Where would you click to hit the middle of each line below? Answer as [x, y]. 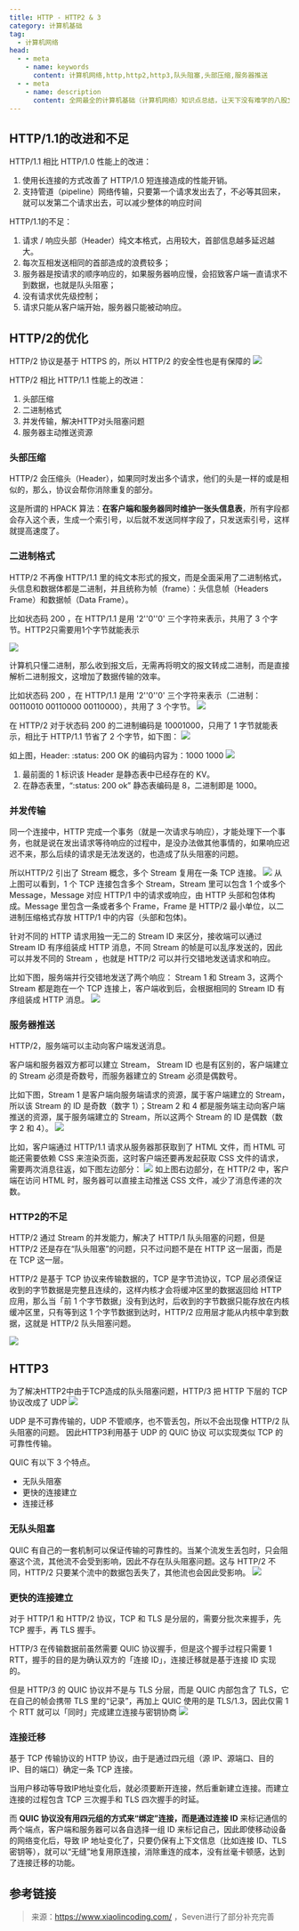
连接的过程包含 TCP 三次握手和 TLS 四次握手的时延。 [107, 1799]
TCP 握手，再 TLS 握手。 [55, 1629]
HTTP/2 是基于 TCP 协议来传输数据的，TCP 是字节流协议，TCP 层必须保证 [146, 1279]
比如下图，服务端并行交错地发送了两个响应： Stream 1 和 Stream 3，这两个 [146, 977]
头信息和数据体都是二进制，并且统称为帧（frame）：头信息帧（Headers [139, 588]
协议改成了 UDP [38, 1402]
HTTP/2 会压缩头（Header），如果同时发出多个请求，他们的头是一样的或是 [145, 479]
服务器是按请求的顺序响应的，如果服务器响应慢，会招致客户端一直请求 [151, 274]
